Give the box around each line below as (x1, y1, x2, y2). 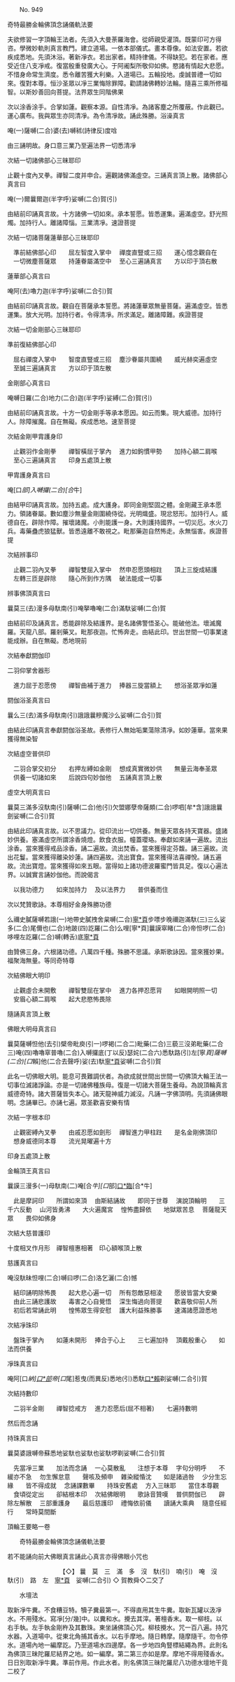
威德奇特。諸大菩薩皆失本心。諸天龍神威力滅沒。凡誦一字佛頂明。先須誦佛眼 (7, 1090, 228, 1098)
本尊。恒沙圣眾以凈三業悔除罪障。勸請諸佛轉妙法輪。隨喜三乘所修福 (31, 79, 228, 87)
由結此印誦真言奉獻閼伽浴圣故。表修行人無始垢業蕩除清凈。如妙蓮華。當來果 (7, 726, 228, 734)
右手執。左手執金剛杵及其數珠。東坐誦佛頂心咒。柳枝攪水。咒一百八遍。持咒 (7, 1623, 228, 1632)
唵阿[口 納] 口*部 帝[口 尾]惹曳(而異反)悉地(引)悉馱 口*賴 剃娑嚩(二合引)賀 (7, 1374, 208, 1383)
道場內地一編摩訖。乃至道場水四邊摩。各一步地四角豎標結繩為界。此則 (19, 1641, 222, 1649)
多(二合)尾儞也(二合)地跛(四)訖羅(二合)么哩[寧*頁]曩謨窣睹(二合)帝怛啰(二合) (7, 924, 226, 932)
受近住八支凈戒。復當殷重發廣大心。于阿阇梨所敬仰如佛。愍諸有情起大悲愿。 (7, 62, 228, 69)
